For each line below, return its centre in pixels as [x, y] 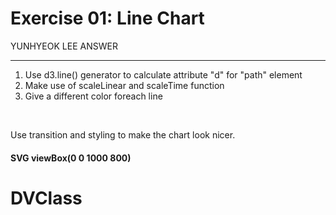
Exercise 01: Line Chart [107, 18]
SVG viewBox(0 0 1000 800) [71, 158]
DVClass [46, 198]
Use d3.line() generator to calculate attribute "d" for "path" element [163, 74]
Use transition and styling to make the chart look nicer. [123, 134]
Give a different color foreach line [93, 96]
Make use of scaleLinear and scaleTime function [124, 85]
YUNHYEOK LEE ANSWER [64, 46]
